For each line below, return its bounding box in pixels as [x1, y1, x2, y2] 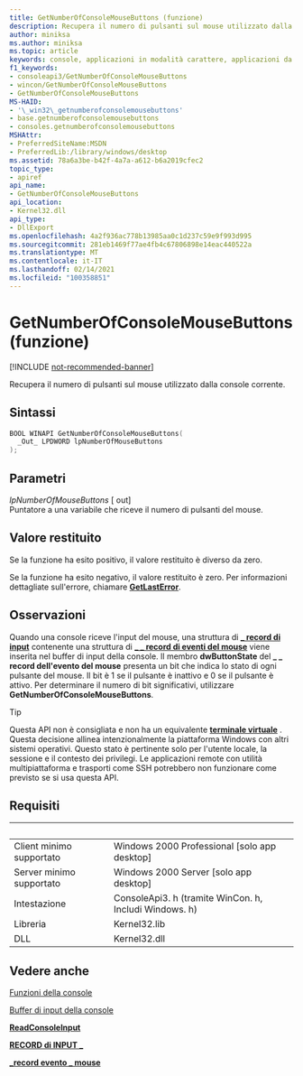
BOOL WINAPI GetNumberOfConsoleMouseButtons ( [9, 429, 183, 438]
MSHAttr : [9, 131, 42, 140]
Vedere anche [9, 963, 90, 979]
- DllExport [9, 223, 54, 232]
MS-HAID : [9, 97, 42, 107]
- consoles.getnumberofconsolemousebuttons [9, 123, 176, 132]
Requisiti [9, 798, 60, 813]
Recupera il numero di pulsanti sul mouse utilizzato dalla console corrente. [9, 378, 286, 389]
